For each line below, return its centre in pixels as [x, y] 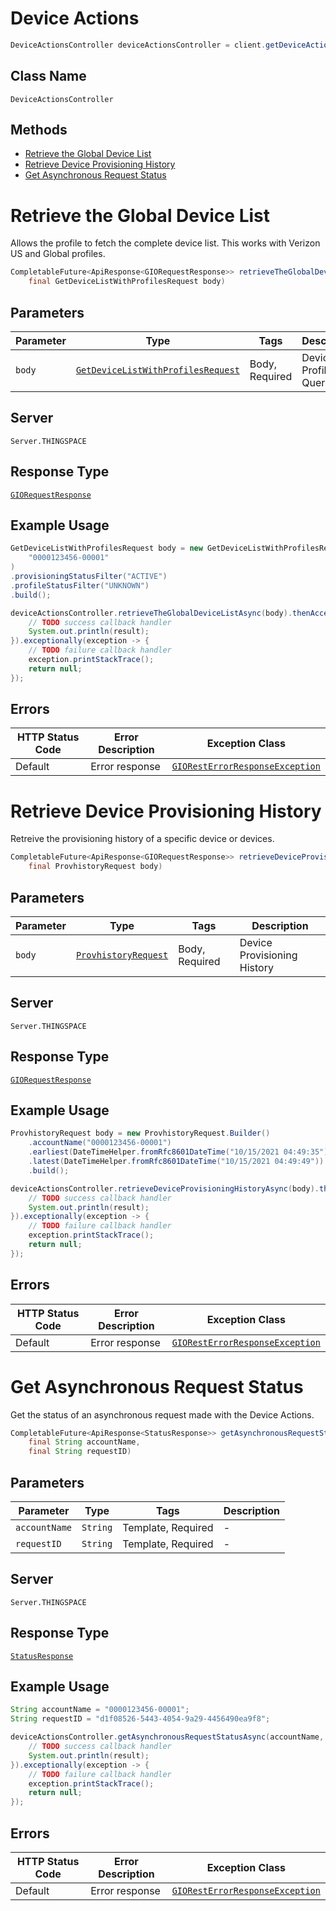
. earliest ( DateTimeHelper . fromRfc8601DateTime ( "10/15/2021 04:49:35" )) [180, 1152]
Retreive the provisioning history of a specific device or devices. [142, 839]
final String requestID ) [80, 1452]
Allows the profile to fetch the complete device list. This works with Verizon [165, 243]
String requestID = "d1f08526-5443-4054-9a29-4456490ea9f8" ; [140, 1719]
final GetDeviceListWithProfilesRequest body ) [127, 282]
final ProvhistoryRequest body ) [95, 867]
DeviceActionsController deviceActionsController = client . [138, 45]
